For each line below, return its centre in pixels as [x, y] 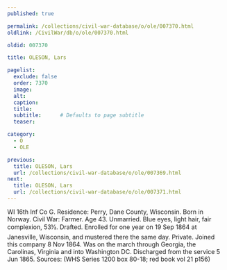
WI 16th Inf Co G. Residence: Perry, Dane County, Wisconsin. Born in [105, 212]
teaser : [25, 122]
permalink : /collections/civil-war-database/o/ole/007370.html [101, 26]
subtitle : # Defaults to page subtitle [79, 115]
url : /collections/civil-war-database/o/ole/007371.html [98, 192]
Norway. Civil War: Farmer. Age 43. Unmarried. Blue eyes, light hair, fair [109, 219]
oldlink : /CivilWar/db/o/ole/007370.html [68, 33]
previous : [22, 160]
